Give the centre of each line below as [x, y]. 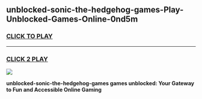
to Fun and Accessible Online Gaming [54, 89]
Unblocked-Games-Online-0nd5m [72, 19]
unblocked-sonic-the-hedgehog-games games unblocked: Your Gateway [100, 83]
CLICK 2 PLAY [27, 59]
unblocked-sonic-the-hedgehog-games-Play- [95, 10]
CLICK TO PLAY [29, 37]
